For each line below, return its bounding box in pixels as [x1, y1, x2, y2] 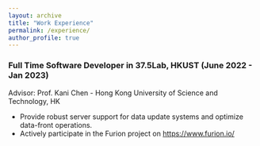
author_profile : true [8, 33, 80, 42]
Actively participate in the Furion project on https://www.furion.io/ [19, 129, 235, 138]
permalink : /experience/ [8, 26, 90, 34]
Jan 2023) [8, 70, 49, 81]
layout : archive [8, 11, 62, 20]
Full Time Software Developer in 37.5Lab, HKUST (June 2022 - [8, 60, 253, 71]
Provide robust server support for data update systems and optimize [19, 112, 244, 121]
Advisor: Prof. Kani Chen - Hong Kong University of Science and [8, 88, 218, 98]
